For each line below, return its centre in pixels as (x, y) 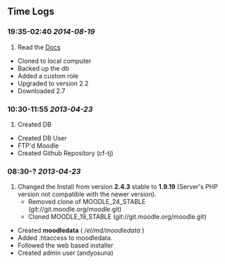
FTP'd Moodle (38, 145)
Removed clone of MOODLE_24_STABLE (87, 202)
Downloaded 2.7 (41, 90)
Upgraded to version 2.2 (53, 83)
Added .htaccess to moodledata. (65, 238)
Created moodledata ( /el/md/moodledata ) (81, 230)
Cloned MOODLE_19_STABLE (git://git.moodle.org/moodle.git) (117, 217)
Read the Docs (39, 47)
